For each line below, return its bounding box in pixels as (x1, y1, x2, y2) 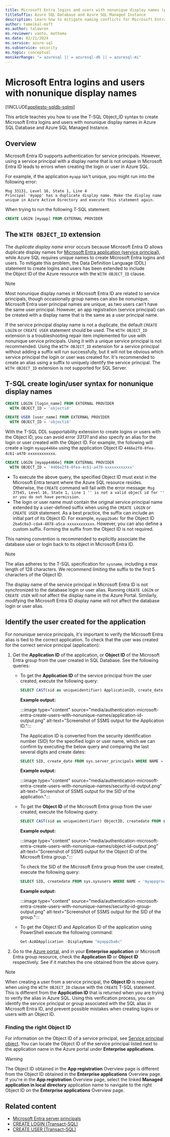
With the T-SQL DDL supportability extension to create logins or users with (5, 429, 161, 435)
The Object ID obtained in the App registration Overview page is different (5, 1066, 159, 1072)
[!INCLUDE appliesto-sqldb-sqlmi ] (5, 104, 75, 110)
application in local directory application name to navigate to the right (5, 1082, 152, 1088)
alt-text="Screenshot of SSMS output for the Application (46, 717, 164, 723)
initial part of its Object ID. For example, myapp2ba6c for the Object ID (12, 515, 154, 521)
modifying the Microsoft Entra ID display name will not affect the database (5, 597, 160, 604)
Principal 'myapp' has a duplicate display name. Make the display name (5, 193, 162, 198)
